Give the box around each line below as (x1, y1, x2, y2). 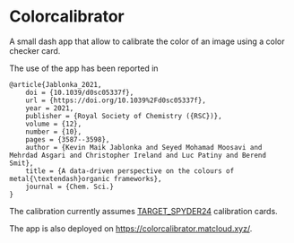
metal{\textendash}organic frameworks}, (9, 174, 163, 183)
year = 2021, (25, 103, 74, 113)
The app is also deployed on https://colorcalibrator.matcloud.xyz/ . (9, 222, 253, 234)
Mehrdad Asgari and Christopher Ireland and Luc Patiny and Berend (9, 151, 267, 160)
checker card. (9, 45, 61, 56)
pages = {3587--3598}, (25, 135, 110, 144)
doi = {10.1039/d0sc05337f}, (25, 88, 134, 97)
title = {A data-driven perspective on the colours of (25, 166, 235, 176)
